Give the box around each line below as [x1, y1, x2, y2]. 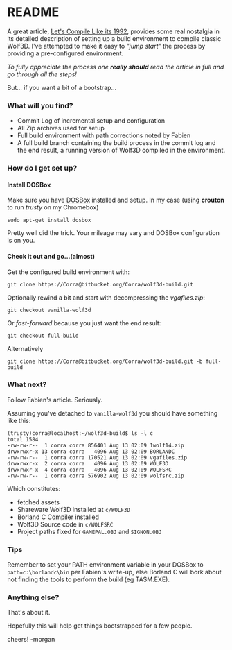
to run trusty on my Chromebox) [7, 203, 99, 212]
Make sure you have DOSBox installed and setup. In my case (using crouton [7, 196, 225, 205]
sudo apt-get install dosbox [7, 216, 91, 224]
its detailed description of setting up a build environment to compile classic [7, 34, 222, 42]
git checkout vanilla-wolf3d [7, 307, 91, 314]
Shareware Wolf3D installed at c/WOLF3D [17, 505, 130, 513]
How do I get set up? [7, 164, 78, 173]
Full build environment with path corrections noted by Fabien [17, 131, 191, 139]
